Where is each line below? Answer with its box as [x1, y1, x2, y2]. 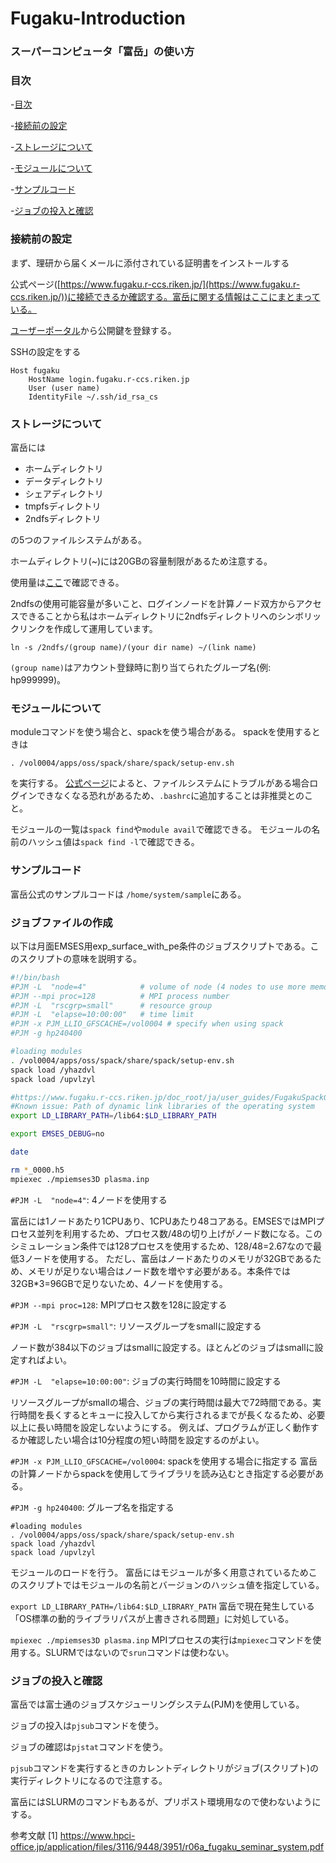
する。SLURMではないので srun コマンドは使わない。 [18, 1646, 235, 1658]
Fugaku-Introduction [10, 7, 187, 30]
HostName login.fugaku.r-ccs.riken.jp [28, 374, 190, 384]
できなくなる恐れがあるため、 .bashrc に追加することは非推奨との [36, 790, 305, 802]
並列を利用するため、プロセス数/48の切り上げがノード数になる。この [36, 1227, 323, 1239]
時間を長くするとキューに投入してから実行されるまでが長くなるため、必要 [18, 1408, 326, 1421]
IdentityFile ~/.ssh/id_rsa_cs [28, 392, 159, 402]
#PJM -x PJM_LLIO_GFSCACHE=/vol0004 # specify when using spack [10, 1019, 284, 1029]
